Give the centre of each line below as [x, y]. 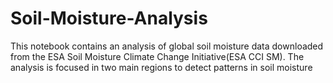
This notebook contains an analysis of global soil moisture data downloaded [167, 46]
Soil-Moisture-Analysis [109, 18]
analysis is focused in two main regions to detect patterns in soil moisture [161, 67]
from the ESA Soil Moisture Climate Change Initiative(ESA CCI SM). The [157, 56]
